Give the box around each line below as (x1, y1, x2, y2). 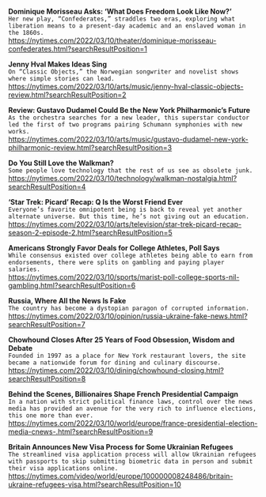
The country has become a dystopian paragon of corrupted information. (8, 304, 249, 312)
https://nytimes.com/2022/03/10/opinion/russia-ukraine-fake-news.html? (8, 311, 248, 321)
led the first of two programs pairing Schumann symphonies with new (8, 121, 243, 129)
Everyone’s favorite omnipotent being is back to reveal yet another (8, 205, 243, 213)
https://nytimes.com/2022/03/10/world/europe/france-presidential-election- (8, 419, 258, 427)
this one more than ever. (8, 412, 93, 420)
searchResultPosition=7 (8, 320, 85, 329)
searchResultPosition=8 (8, 375, 86, 383)
